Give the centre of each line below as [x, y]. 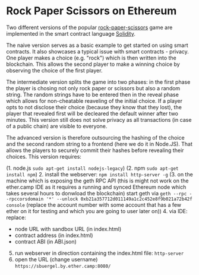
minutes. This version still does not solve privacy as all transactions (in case [99, 119]
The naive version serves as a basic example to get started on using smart [97, 45]
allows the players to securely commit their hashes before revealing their [95, 150]
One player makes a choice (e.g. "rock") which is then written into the [91, 58]
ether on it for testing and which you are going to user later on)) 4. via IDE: [97, 211]
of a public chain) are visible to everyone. [57, 126]
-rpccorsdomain [25, 199]
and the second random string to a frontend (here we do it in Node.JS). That [99, 144]
